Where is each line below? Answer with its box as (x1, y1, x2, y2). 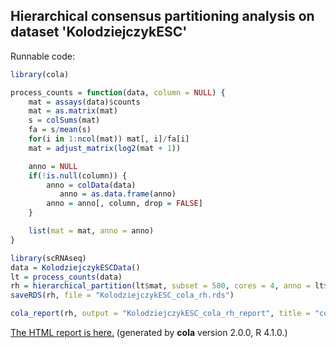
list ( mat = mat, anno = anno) (28, 226, 155, 236)
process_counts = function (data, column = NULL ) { (10, 87, 226, 98)
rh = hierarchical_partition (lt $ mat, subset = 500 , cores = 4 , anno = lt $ (10, 281, 329, 291)
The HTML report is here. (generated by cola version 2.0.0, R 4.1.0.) (10, 327, 288, 339)
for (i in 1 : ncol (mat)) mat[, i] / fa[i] (28, 134, 190, 144)
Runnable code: (10, 50, 75, 62)
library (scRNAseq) (10, 253, 87, 263)
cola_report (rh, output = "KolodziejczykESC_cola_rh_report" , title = (10, 309, 311, 319)
